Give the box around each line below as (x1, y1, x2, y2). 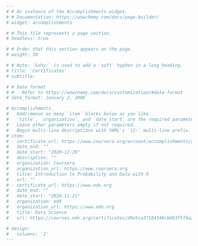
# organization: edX (6, 198, 62, 205)
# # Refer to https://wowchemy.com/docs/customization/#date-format (6, 89, 183, 95)
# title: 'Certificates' (6, 68, 67, 74)
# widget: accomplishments (6, 19, 72, 25)
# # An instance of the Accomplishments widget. (6, 8, 128, 15)
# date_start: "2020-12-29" (6, 149, 81, 155)
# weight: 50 (6, 52, 38, 58)
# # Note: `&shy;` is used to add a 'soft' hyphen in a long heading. (6, 62, 183, 68)
